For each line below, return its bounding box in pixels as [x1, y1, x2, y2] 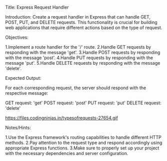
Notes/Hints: [5, 125, 31, 130]
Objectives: [5, 35, 28, 40]
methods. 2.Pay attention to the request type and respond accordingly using [5, 140, 162, 145]
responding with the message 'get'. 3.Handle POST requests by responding [5, 50, 160, 55]
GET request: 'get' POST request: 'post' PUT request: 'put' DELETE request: [5, 100, 161, 106]
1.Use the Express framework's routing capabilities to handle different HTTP [5, 134, 161, 140]
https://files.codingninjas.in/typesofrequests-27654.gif [5, 115, 118, 121]
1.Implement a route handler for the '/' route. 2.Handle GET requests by [5, 44, 151, 50]
